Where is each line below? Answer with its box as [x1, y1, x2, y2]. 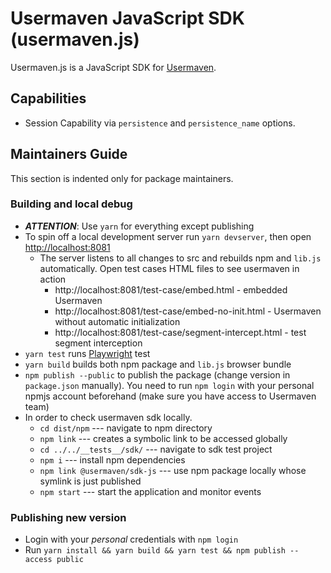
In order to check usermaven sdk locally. [24, 411, 193, 423]
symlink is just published [39, 475, 142, 487]
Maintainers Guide [10, 146, 128, 163]
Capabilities [10, 90, 87, 107]
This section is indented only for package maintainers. [10, 172, 234, 184]
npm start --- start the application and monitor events [39, 485, 262, 497]
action [39, 273, 67, 285]
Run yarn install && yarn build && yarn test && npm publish [24, 544, 286, 556]
